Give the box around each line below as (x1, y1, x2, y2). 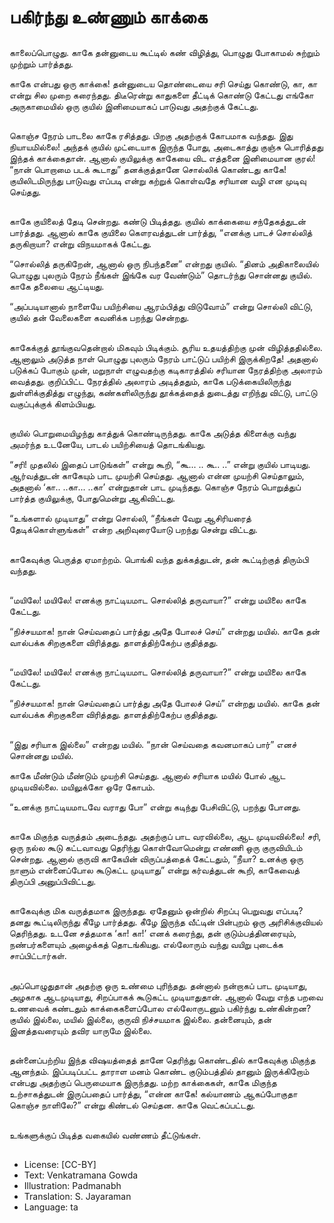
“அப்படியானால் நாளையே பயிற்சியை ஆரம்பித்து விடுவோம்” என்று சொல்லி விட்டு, (9, 301, 314, 313)
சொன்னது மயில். (9, 749, 74, 761)
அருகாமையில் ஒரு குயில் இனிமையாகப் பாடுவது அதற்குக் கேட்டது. (9, 100, 259, 112)
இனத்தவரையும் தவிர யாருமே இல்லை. (9, 1024, 152, 1036)
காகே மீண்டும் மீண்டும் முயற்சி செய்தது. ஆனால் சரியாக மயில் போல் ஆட (9, 769, 286, 781)
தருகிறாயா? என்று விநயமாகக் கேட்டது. (9, 238, 152, 250)
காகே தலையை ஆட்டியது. (9, 281, 105, 293)
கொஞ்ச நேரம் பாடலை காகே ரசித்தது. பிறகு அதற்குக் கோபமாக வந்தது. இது (9, 129, 294, 141)
